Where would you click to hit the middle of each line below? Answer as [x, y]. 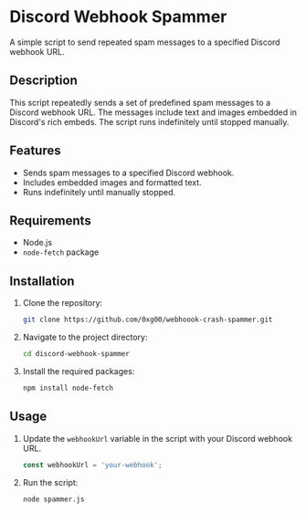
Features [35, 151]
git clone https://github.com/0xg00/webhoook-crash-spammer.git [148, 320]
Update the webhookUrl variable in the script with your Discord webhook [158, 438]
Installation [42, 281]
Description [43, 81]
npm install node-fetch [68, 388]
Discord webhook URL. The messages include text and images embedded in [153, 112]
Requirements [50, 220]
